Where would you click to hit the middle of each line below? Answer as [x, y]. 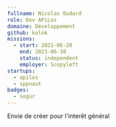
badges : [18, 90]
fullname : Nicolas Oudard [44, 13]
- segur [25, 97]
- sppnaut [27, 84]
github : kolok [28, 33]
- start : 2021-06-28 [43, 45]
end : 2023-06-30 [43, 52]
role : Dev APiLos [32, 20]
